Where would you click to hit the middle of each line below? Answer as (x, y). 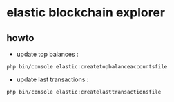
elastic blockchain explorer (86, 13)
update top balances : (47, 54)
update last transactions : (52, 79)
